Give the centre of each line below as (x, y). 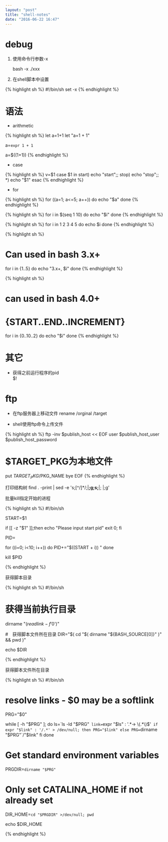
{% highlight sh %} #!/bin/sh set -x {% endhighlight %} (62, 89)
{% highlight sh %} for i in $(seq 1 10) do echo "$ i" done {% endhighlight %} (84, 215)
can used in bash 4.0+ (53, 299)
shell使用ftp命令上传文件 (38, 424)
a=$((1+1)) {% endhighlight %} (37, 155)
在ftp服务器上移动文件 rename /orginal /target (60, 413)
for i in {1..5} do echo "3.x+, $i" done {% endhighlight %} (64, 269)
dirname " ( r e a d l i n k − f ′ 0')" (32, 623)
